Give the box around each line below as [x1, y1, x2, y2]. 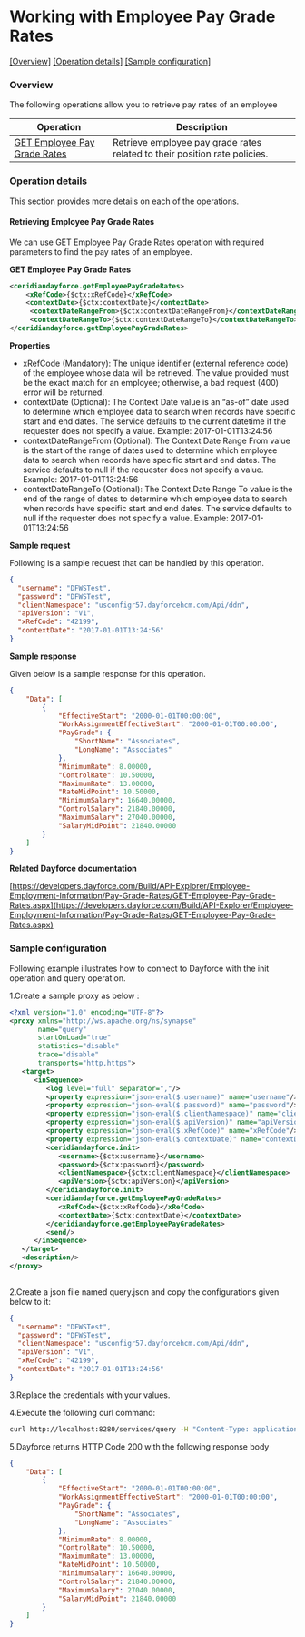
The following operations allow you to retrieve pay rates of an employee [9, 99, 278, 110]
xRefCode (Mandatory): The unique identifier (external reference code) [22, 358, 289, 369]
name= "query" [37, 1025, 88, 1034]
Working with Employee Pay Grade [9, 6, 276, 27]
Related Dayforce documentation [9, 863, 138, 874]
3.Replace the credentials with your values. [9, 1389, 171, 1400]
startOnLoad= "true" [37, 1033, 112, 1043]
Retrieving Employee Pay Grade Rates [9, 217, 155, 227]
